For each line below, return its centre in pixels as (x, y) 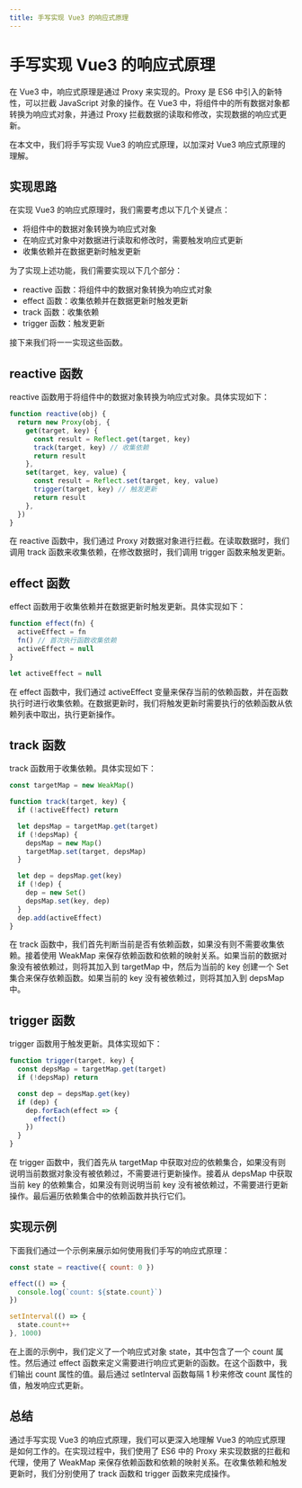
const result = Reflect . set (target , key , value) (126, 481)
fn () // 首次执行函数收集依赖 (67, 640)
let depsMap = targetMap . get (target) (88, 826)
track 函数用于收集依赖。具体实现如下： (83, 769)
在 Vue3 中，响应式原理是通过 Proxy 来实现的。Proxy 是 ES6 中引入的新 (142, 92)
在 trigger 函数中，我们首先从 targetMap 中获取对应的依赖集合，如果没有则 (147, 1162)
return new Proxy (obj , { (64, 423)
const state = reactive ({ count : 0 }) (82, 1267)
